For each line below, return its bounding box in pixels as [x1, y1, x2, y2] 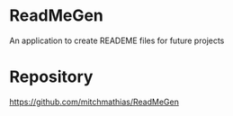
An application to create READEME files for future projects [9, 35, 225, 46]
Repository [9, 67, 94, 87]
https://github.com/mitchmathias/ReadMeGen [9, 96, 180, 107]
